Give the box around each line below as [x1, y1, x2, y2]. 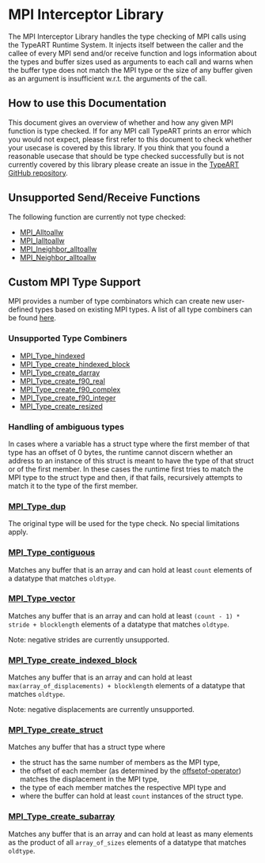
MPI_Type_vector [8, 593, 76, 604]
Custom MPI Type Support [8, 275, 141, 289]
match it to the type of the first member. [8, 481, 138, 490]
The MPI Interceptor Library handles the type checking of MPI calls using [8, 32, 247, 41]
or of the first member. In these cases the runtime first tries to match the [8, 464, 244, 474]
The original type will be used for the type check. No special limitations [8, 519, 240, 528]
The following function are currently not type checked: [8, 212, 186, 221]
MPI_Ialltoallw [19, 236, 65, 245]
